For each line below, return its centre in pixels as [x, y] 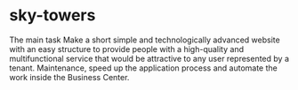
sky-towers [52, 15]
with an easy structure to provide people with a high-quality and [127, 49]
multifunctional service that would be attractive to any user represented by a [149, 58]
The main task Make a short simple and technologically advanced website [145, 40]
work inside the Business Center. [69, 77]
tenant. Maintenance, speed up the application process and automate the [143, 68]
